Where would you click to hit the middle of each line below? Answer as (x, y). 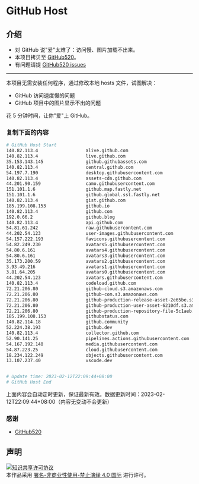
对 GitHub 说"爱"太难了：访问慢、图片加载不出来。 (76, 50)
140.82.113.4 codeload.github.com (71, 284)
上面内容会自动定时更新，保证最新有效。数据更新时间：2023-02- (86, 394)
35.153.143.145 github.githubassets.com (76, 162)
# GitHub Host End (29, 382)
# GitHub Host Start (32, 145)
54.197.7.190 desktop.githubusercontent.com (84, 173)
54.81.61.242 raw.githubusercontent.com (79, 228)
